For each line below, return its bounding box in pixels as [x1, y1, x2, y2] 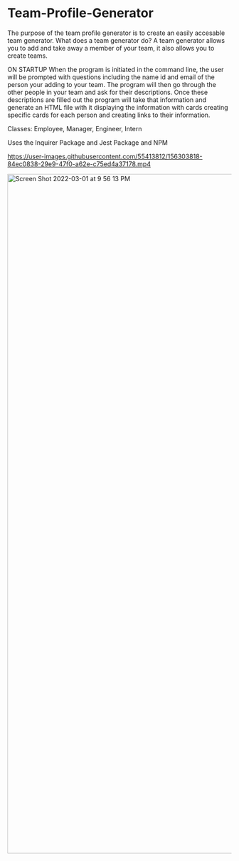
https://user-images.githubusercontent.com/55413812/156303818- [7, 152, 203, 161]
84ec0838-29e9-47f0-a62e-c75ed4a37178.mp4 [7, 159, 152, 168]
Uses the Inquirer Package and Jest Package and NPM [7, 138, 169, 147]
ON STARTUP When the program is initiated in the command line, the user [7, 65, 224, 73]
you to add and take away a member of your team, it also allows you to [7, 44, 215, 52]
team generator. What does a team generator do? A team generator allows [7, 36, 225, 44]
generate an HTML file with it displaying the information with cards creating [7, 103, 229, 111]
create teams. [7, 51, 48, 60]
